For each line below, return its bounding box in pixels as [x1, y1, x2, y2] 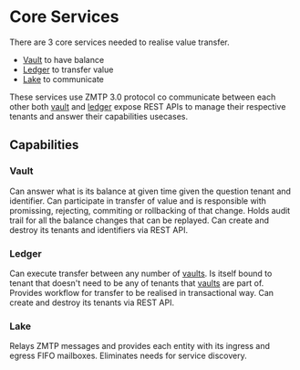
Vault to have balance [22, 54, 105, 65]
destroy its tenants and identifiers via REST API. [9, 224, 189, 235]
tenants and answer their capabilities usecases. [9, 111, 189, 122]
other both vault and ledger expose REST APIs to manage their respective [9, 100, 286, 111]
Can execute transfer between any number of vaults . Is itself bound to [9, 268, 273, 279]
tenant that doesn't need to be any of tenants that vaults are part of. [9, 277, 264, 289]
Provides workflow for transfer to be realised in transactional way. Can [9, 287, 274, 298]
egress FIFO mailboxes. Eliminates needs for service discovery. [9, 350, 248, 362]
